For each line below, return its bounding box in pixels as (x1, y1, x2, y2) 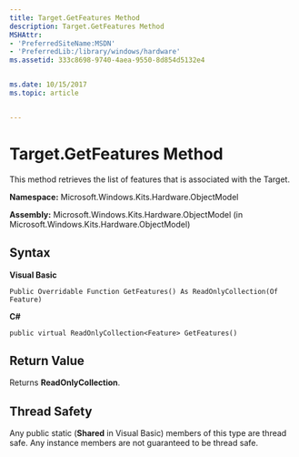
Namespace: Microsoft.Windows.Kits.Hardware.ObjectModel (9, 191, 239, 202)
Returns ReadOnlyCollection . (9, 377, 121, 388)
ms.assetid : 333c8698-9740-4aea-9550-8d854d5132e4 (9, 56, 205, 65)
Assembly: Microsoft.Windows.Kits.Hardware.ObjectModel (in (9, 208, 244, 219)
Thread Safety (9, 403, 93, 419)
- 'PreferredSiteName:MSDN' (9, 38, 116, 48)
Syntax (9, 245, 51, 260)
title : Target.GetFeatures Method (9, 13, 141, 23)
